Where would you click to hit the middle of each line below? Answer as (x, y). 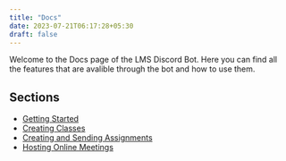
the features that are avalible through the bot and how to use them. (132, 69)
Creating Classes (54, 128)
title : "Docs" (36, 17)
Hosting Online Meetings (68, 148)
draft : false (34, 34)
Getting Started (50, 119)
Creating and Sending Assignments (88, 138)
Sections (34, 97)
